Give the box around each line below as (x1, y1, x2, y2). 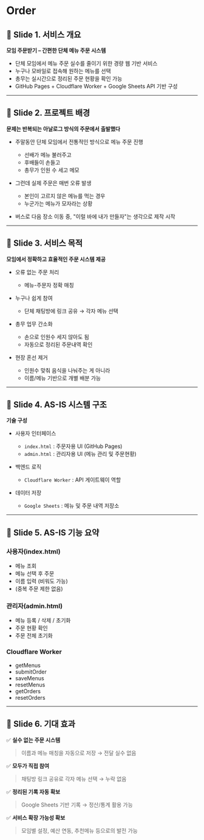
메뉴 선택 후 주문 (15, 570, 55, 577)
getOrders (15, 687, 41, 695)
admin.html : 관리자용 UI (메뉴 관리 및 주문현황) (24, 450, 137, 458)
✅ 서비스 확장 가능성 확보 (6, 814, 66, 821)
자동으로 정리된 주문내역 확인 (24, 341, 93, 348)
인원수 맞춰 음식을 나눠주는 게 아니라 (24, 366, 110, 374)
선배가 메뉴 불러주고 (24, 151, 72, 158)
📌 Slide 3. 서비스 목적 (6, 238, 83, 249)
